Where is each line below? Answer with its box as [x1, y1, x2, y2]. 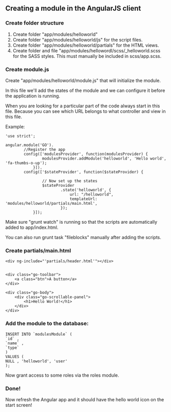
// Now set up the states [42, 178, 98, 184]
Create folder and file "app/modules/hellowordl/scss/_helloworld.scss [12, 47, 161, 53]
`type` [5, 345, 20, 350]
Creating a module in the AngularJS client [5, 4, 141, 13]
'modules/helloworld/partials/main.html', [5, 201, 98, 206]
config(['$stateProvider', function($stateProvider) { [24, 169, 144, 174]
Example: [5, 123, 25, 130]
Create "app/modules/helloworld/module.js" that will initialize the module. [5, 77, 161, 84]
